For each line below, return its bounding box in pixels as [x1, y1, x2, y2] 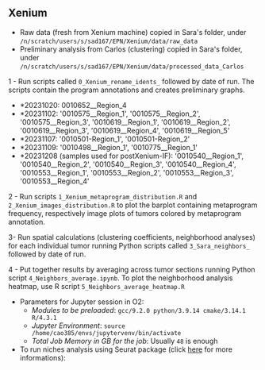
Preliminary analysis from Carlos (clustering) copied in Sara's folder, [19, 44, 243, 54]
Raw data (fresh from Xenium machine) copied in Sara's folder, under [19, 27, 247, 37]
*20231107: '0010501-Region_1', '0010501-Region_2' [19, 134, 190, 144]
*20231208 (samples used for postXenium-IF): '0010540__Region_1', [19, 151, 244, 160]
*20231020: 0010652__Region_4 [19, 100, 127, 110]
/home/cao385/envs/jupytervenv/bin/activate [31, 329, 182, 337]
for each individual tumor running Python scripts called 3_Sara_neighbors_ [8, 241, 250, 250]
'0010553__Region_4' [19, 176, 90, 186]
